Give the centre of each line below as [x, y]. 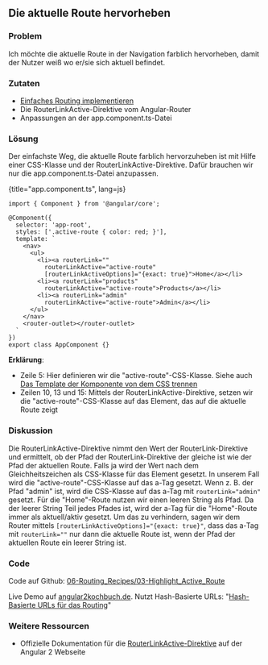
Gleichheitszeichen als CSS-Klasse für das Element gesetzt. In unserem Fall [134, 474]
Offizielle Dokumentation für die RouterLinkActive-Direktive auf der [131, 643]
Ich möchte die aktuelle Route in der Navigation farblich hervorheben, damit [134, 54]
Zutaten [24, 83]
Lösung [23, 139]
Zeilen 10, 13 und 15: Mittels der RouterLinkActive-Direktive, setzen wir [136, 393]
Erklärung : [26, 360]
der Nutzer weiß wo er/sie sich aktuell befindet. [87, 62]
